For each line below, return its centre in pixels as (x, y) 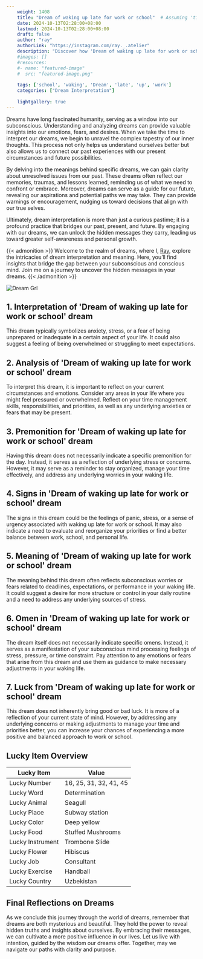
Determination (85, 793)
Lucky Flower (28, 852)
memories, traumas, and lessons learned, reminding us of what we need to (99, 182)
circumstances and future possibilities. (54, 157)
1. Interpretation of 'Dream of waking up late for (97, 307)
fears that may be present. (39, 412)
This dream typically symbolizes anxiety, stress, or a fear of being (88, 331)
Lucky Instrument (34, 842)
